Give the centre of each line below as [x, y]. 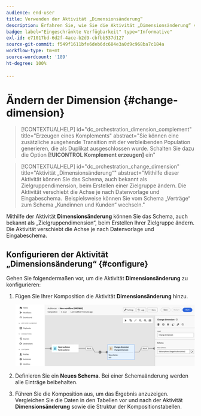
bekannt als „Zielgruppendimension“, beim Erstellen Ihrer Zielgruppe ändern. [100, 223]
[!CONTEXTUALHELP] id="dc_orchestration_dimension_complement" [106, 130]
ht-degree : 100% [26, 63]
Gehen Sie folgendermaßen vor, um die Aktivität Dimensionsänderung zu [97, 279]
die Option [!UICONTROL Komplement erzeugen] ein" [88, 155]
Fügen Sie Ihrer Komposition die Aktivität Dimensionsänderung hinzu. [101, 297]
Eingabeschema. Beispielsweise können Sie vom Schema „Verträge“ [105, 199]
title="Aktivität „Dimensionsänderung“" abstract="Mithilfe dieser [100, 173]
